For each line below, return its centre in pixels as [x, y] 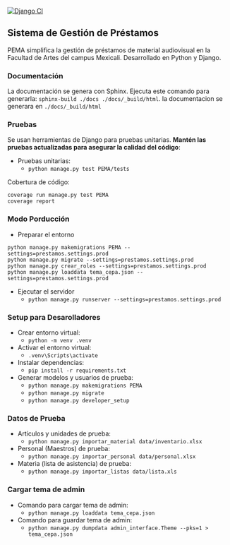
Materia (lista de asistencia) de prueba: [74, 464]
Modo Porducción [38, 219]
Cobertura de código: [38, 182]
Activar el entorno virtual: [54, 347]
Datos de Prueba [36, 418]
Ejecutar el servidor [46, 291]
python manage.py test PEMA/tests [79, 169]
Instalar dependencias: [51, 363]
